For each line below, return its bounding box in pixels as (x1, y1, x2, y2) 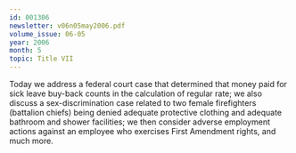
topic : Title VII (9, 54, 74, 63)
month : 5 (9, 46, 42, 55)
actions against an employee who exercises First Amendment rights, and (9, 126, 276, 136)
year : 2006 (9, 37, 50, 47)
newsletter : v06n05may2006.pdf (9, 21, 126, 30)
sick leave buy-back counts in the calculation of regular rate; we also (9, 88, 263, 99)
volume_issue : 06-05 (9, 29, 86, 38)
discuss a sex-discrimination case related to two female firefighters (9, 98, 257, 108)
